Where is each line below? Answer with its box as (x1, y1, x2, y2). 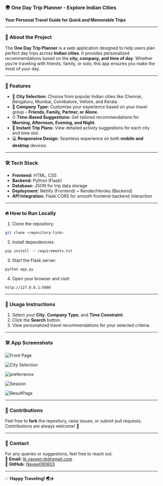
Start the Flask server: (12, 257, 57, 263)
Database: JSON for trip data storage (12, 183, 87, 189)
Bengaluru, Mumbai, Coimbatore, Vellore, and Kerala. (12, 98, 118, 104)
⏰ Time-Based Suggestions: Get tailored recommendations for (12, 114, 139, 120)
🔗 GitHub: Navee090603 (5, 461, 55, 467)
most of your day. (5, 65, 40, 72)
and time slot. (12, 130, 40, 136)
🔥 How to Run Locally (5, 210, 56, 217)
